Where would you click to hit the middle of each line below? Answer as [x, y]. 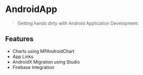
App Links [23, 56]
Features [19, 39]
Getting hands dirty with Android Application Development [78, 23]
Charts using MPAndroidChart [43, 51]
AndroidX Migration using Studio [46, 62]
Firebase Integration [33, 67]
